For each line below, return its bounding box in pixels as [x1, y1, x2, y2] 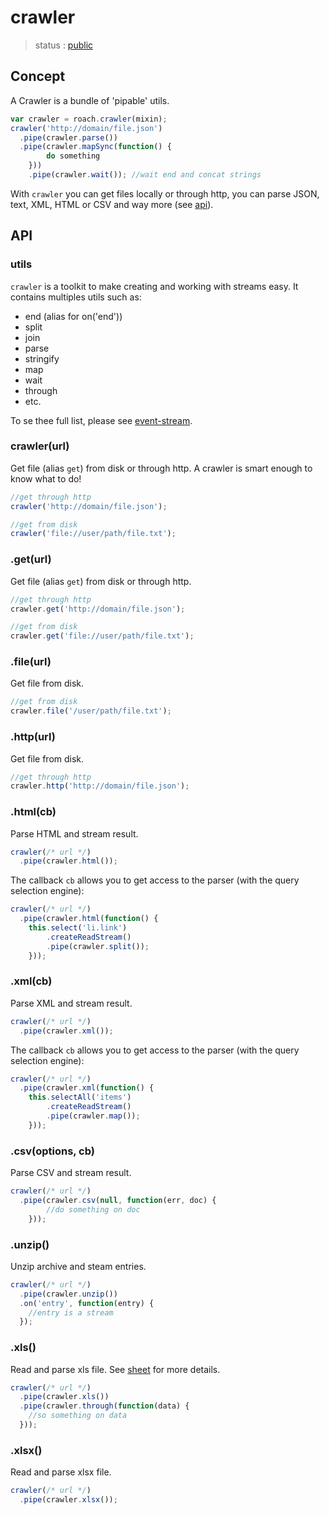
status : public [34, 39, 94, 51]
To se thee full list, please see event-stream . [10, 414, 193, 426]
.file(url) [10, 655, 52, 669]
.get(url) [10, 552, 52, 566]
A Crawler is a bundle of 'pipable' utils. [10, 94, 170, 106]
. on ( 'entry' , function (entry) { [19, 1298, 155, 1308]
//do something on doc [46, 1204, 141, 1215]
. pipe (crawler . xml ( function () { [19, 1083, 155, 1093]
